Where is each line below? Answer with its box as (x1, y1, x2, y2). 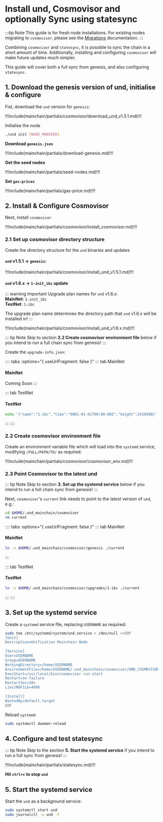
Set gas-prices (5, 178, 35, 184)
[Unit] (5, 635, 18, 640)
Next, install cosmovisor (5, 214, 52, 220)
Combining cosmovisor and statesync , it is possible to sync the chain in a (5, 44, 150, 50)
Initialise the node (5, 122, 40, 128)
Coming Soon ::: (5, 380, 37, 386)
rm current (5, 515, 27, 520)
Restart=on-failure (5, 676, 45, 681)
